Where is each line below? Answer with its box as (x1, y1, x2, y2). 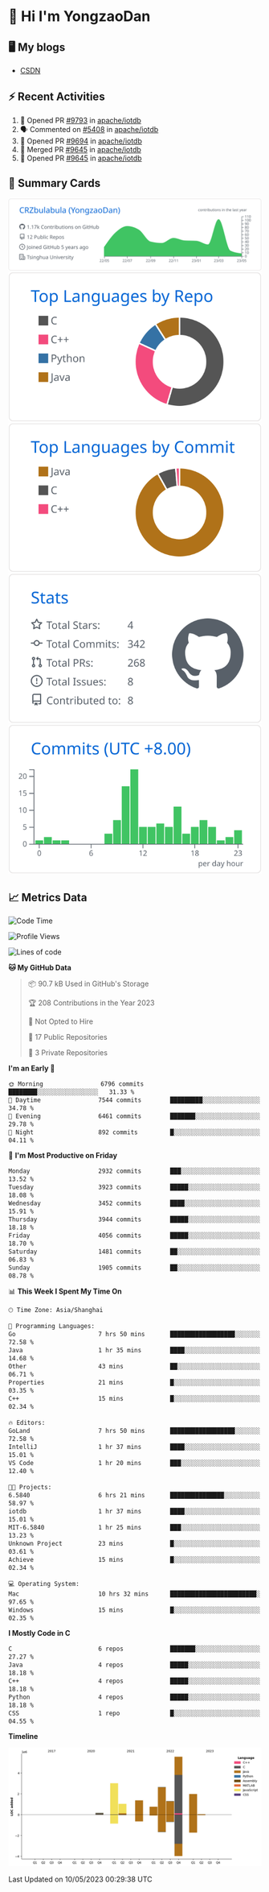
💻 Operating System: (8, 1580, 80, 1588)
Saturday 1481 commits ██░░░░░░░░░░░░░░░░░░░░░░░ (8, 1248, 261, 1256)
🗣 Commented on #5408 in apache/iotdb (19, 124, 159, 134)
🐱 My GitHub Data (8, 963, 72, 973)
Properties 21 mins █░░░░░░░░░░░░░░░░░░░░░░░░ (8, 1379, 261, 1387)
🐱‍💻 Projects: (8, 1484, 52, 1492)
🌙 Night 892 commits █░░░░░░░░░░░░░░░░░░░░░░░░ (8, 1128, 261, 1136)
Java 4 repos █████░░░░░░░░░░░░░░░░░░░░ (8, 1661, 261, 1670)
